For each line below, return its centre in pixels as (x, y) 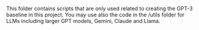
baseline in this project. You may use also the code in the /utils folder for (95, 15)
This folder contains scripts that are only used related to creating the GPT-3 (99, 9)
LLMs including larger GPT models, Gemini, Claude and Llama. (83, 21)
